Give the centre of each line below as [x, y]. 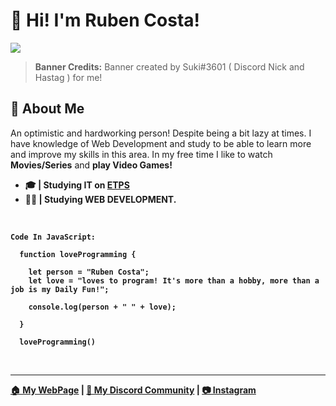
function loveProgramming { [78, 254]
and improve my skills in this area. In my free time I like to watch [141, 154]
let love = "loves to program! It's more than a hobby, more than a [174, 280]
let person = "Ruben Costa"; [89, 272]
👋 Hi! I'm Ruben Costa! [105, 20]
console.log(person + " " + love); [102, 307]
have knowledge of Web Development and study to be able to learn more [161, 143]
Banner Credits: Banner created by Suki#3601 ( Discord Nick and [169, 66]
